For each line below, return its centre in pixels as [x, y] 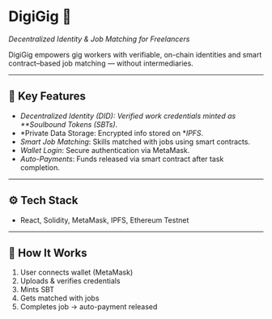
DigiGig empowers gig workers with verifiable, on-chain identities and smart [135, 54]
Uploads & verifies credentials [70, 281]
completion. [40, 167]
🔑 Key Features [47, 96]
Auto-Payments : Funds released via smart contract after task [122, 159]
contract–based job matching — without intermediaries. [101, 63]
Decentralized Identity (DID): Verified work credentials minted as [128, 116]
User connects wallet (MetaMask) [76, 272]
